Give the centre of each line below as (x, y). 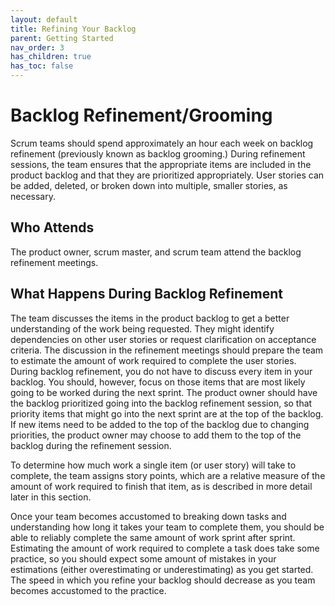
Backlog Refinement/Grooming (141, 115)
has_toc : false (42, 66)
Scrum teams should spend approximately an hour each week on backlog (162, 143)
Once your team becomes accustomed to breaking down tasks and (148, 516)
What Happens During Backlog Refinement (147, 294)
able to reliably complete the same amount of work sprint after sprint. (153, 537)
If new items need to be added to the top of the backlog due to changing (160, 424)
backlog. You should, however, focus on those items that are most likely (158, 382)
